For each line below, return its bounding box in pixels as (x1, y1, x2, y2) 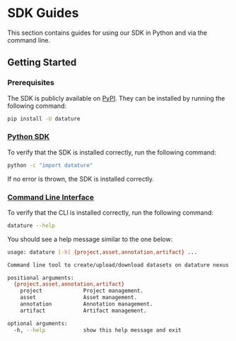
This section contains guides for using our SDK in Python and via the (7, 28, 207, 37)
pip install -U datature (7, 115, 81, 122)
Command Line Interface (7, 192, 94, 202)
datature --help (7, 222, 55, 229)
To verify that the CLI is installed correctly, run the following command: (7, 208, 214, 217)
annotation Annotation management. (20, 301, 153, 308)
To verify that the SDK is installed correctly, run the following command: (7, 147, 217, 157)
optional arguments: (7, 320, 69, 327)
